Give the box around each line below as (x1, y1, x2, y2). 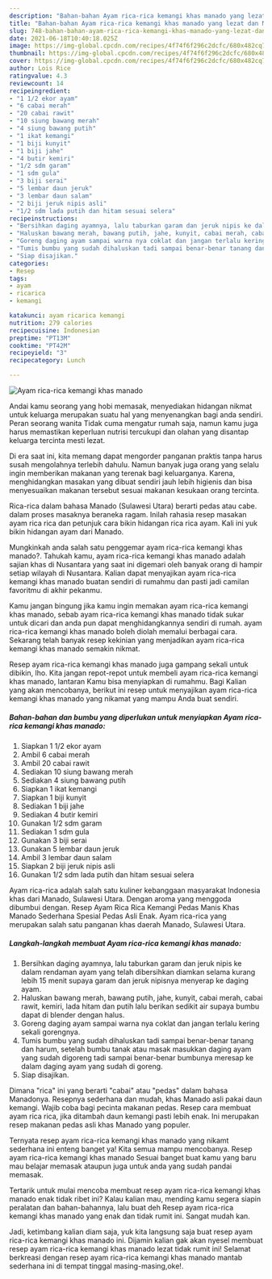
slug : (9, 27, 27, 35)
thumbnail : (9, 49, 46, 57)
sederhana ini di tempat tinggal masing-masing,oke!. (9, 1260, 184, 1271)
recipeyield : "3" (9, 349, 68, 357)
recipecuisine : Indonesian (9, 326, 100, 335)
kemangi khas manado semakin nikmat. (9, 644, 140, 654)
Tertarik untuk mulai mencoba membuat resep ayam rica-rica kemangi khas (9, 1185, 261, 1195)
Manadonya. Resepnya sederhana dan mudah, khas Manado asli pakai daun (9, 1094, 263, 1104)
